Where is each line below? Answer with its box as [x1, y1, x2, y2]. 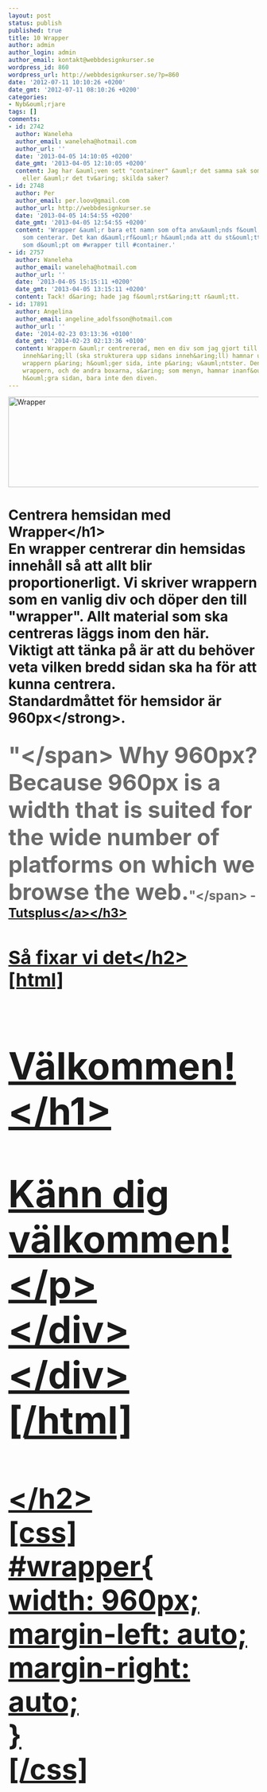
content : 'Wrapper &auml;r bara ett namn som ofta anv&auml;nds [15, 226, 233, 235]
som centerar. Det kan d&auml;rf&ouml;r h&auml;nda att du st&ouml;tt [22, 234, 261, 242]
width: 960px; [8, 1583, 200, 1618]
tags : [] [8, 108, 37, 116]
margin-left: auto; [8, 1616, 248, 1651]
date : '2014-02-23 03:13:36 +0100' [15, 329, 133, 338]
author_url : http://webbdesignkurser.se [15, 204, 151, 212]
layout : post [8, 11, 52, 20]
